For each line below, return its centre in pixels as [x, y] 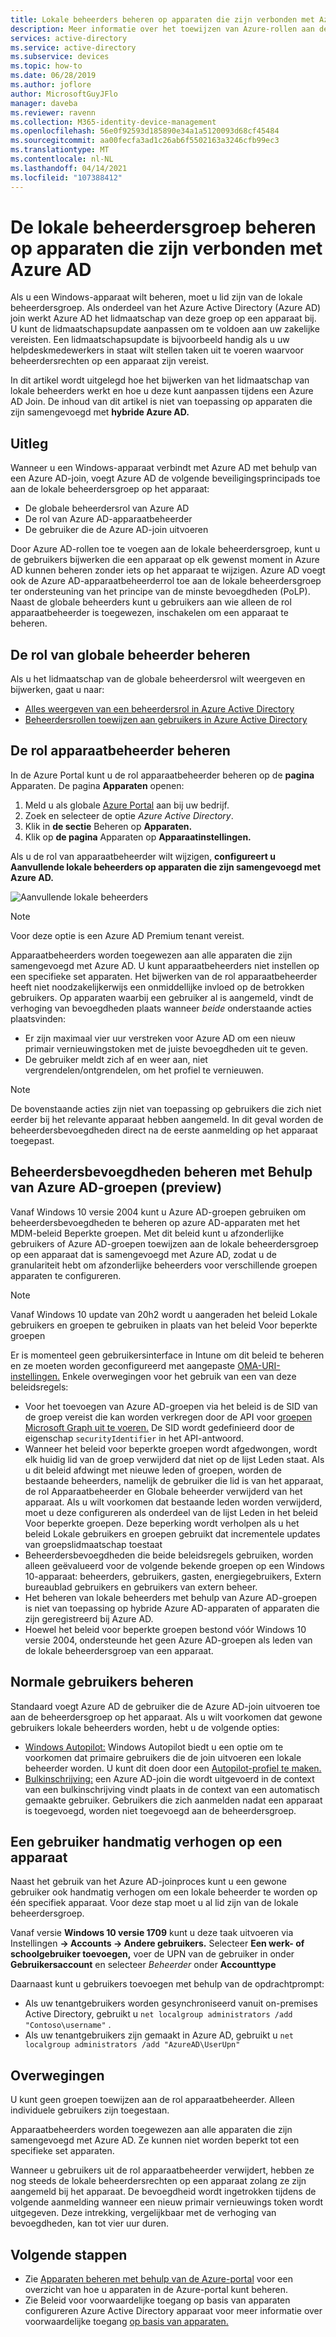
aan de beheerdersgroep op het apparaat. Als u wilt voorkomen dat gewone [166, 1717]
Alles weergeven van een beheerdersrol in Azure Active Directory [159, 709]
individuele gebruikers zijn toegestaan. [90, 2110]
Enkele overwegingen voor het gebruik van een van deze [179, 1376]
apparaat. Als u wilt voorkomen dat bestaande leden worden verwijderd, [173, 1502]
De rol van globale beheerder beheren [130, 654]
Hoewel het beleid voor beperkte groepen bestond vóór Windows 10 [165, 1629]
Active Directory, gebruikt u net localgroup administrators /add [158, 2014]
